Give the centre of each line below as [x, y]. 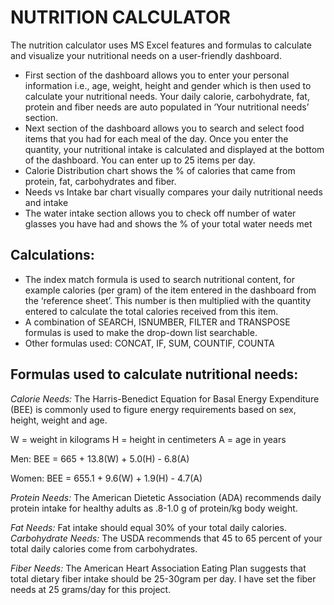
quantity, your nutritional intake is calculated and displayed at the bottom [174, 149]
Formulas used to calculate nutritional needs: [154, 374]
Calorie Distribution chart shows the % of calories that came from [160, 170]
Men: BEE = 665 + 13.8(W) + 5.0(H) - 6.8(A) [100, 458]
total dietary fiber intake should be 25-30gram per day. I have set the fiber [163, 578]
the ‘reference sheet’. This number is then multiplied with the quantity [168, 300]
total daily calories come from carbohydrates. [104, 548]
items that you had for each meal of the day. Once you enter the [156, 138]
